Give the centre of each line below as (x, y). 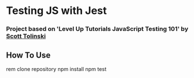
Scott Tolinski (26, 36)
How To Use (28, 55)
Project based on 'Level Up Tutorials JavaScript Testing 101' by (97, 29)
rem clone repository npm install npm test (56, 69)
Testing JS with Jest (57, 11)
